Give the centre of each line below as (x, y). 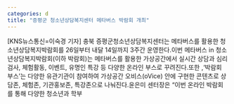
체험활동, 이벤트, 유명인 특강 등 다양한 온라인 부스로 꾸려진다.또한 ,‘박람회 (122, 67)
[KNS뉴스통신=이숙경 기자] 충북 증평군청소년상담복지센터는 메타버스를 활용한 (113, 41)
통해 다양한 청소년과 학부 (48, 93)
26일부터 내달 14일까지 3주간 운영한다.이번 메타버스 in (140, 50)
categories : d (28, 14)
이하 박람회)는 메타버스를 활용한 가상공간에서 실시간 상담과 (135, 58)
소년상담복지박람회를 (36, 50)
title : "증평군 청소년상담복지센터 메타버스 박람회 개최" (78, 20)
